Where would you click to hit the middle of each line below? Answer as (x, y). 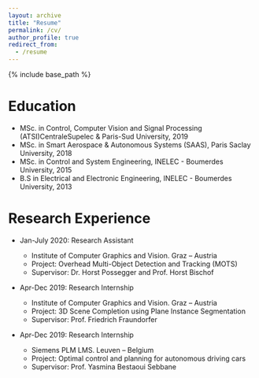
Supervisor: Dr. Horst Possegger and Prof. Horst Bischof (122, 272)
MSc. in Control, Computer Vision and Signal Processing (111, 128)
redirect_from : (33, 45)
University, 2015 (46, 169)
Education (42, 106)
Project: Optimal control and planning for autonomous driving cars (139, 358)
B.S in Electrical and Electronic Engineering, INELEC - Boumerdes (126, 178)
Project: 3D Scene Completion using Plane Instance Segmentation (139, 311)
